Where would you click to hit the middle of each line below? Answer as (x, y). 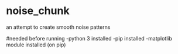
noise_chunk (38, 11)
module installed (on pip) (36, 45)
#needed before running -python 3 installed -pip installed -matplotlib (89, 38)
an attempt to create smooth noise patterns (58, 27)
